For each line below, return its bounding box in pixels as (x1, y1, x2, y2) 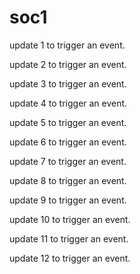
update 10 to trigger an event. (9, 213, 131, 225)
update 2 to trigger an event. (9, 58, 127, 70)
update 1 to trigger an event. (9, 39, 126, 51)
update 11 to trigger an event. (9, 232, 129, 245)
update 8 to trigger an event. (9, 174, 127, 186)
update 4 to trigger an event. (9, 97, 128, 109)
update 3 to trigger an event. (9, 77, 127, 90)
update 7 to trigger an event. (9, 155, 127, 167)
